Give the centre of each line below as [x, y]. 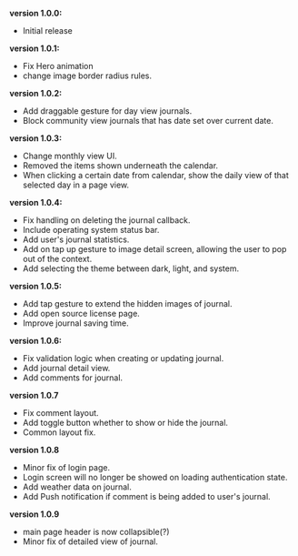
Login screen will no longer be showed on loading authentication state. [155, 477]
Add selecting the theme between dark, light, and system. [130, 268]
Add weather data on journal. [77, 487]
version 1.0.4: [36, 202]
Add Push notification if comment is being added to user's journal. [146, 496]
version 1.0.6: [35, 341]
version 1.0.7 [34, 395]
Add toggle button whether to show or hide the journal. [125, 423]
